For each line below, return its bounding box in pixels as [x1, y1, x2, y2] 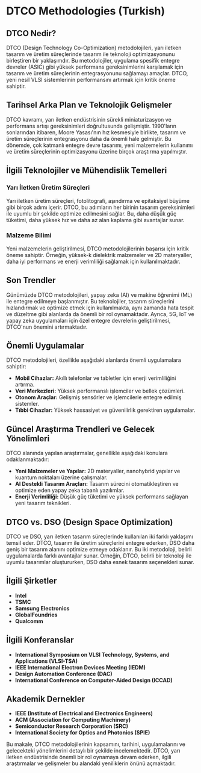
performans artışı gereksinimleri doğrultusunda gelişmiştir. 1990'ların [6, 122, 176, 129]
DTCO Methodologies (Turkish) [6, 4, 165, 18]
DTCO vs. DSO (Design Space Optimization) [6, 517, 173, 527]
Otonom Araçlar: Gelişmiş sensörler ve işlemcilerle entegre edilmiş [14, 394, 182, 401]
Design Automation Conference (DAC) [14, 670, 113, 677]
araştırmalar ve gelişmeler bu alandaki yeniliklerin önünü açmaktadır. [6, 760, 176, 767]
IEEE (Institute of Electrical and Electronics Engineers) [14, 710, 153, 717]
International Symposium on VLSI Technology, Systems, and [14, 651, 170, 658]
